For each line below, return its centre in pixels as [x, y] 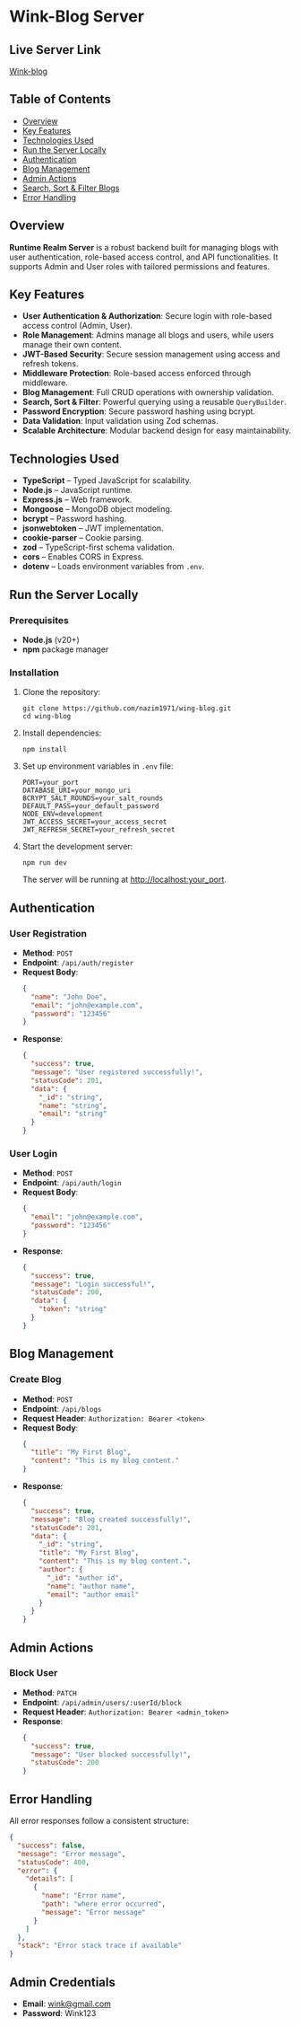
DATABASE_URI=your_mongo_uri [77, 791]
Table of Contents [60, 99]
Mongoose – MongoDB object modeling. [97, 509]
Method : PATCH [50, 1692]
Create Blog [35, 1379]
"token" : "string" [73, 1309]
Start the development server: [77, 847]
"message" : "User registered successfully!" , [117, 1072]
